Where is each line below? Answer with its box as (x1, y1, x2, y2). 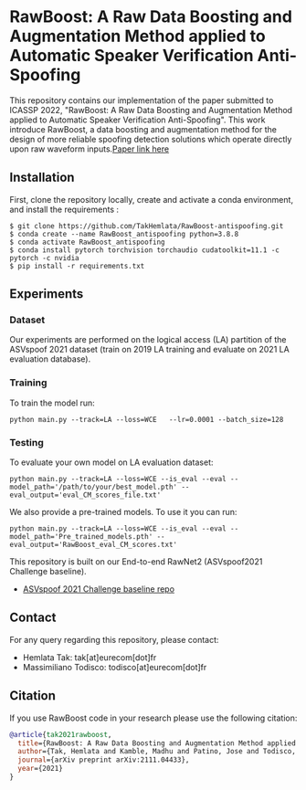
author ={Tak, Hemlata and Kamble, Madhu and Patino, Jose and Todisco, (17, 747, 297, 756)
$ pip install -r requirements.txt (9, 261, 145, 270)
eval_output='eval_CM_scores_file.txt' (9, 490, 162, 500)
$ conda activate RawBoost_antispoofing (9, 237, 166, 247)
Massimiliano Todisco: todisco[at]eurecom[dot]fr (22, 661, 207, 672)
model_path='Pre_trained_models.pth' (9, 532, 153, 542)
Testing (9, 436, 44, 448)
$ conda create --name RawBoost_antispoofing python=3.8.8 (9, 229, 239, 238)
